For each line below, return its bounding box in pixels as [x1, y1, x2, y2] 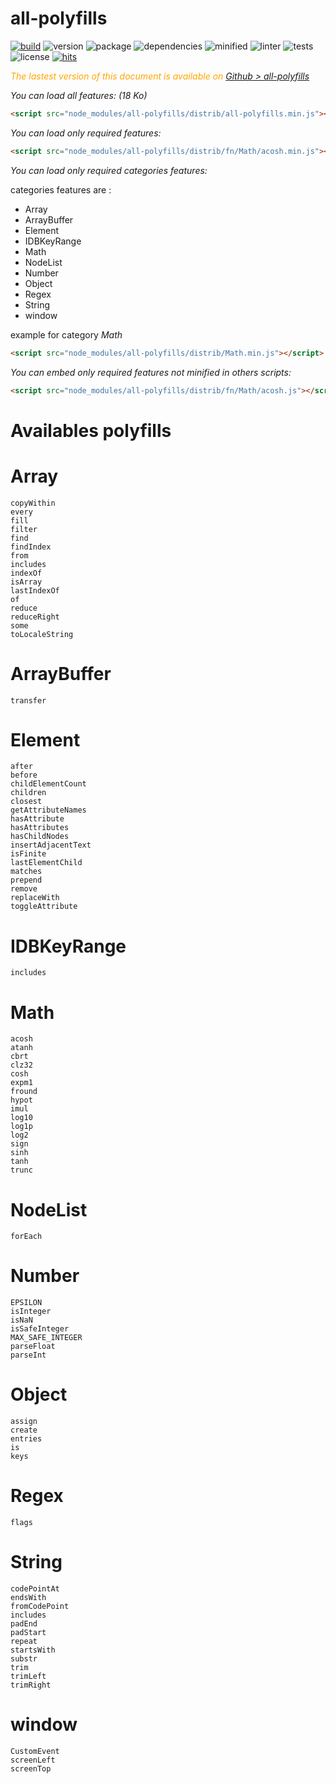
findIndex [10, 542, 52, 552]
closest [10, 797, 43, 807]
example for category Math [10, 328, 123, 341]
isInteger [10, 1307, 52, 1317]
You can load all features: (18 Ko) [10, 89, 148, 101]
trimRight [10, 1680, 52, 1690]
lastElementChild [10, 858, 83, 868]
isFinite [10, 849, 47, 859]
